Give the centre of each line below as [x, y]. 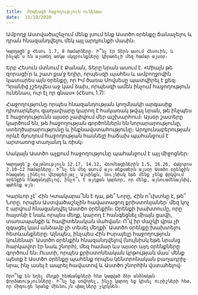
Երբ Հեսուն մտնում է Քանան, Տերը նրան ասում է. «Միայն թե [90, 67]
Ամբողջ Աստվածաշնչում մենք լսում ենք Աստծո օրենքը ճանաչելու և [99, 34]
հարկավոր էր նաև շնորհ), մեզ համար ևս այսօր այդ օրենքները [93, 246]
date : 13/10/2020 [29, 17]
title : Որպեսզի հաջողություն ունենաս [54, 12]
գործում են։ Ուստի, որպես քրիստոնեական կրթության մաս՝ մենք [95, 252]
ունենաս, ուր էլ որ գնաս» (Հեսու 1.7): [56, 92]
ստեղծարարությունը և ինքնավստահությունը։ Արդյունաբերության [98, 129]
